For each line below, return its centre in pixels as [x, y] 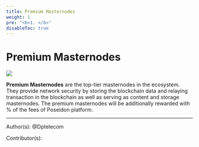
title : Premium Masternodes [41, 12]
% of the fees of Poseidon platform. [50, 110]
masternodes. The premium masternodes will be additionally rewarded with [98, 103]
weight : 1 [18, 17]
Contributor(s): [24, 138]
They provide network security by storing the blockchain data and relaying [97, 91]
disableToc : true [28, 28]
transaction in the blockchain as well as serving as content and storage [93, 97]
